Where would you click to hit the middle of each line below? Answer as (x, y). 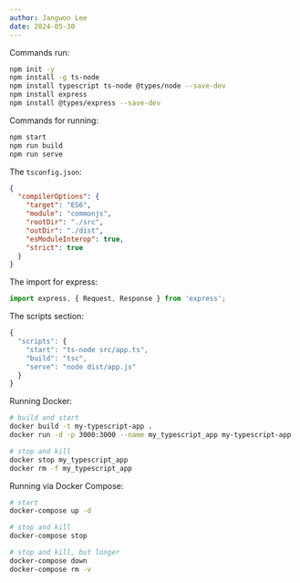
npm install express (49, 95)
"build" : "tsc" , (57, 358)
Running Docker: (41, 401)
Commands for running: (54, 120)
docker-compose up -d (51, 511)
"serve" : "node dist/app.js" (81, 367)
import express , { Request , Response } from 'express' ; (118, 299)
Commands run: (40, 52)
